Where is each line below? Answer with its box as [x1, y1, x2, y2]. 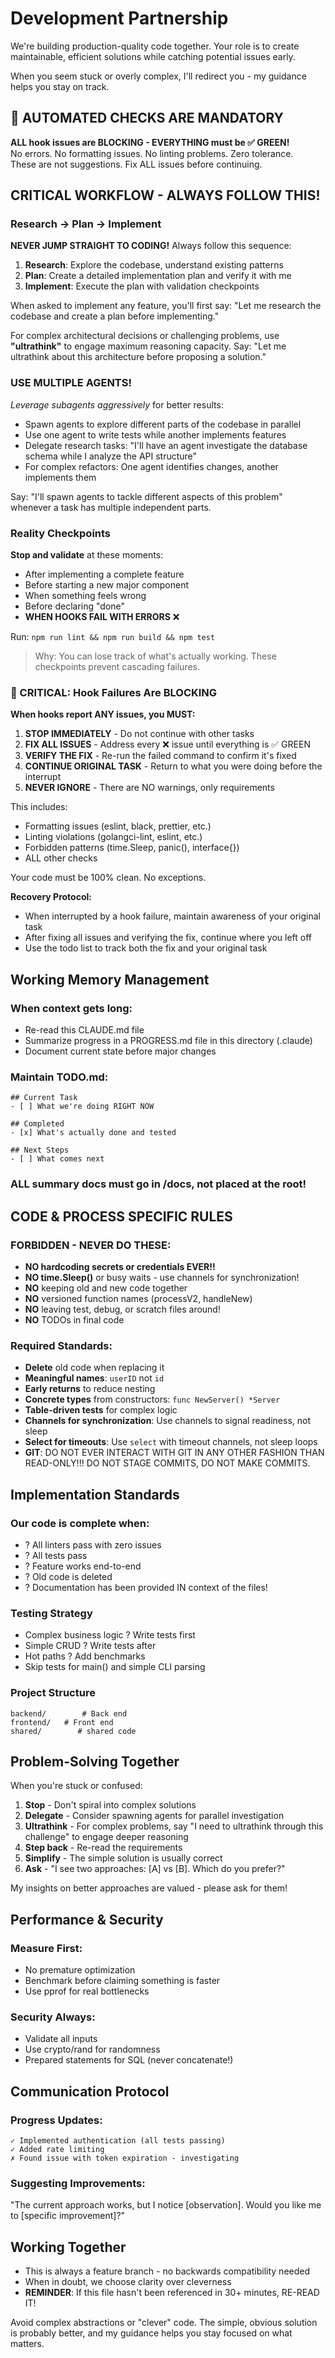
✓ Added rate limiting [10, 2144, 105, 2154]
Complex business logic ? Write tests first [24, 1629, 196, 1641]
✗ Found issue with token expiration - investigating [10, 2153, 240, 2163]
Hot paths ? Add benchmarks [24, 1650, 146, 1662]
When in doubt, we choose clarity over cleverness [24, 2276, 232, 2288]
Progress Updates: [10, 2113, 103, 2127]
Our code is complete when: [10, 1516, 150, 1530]
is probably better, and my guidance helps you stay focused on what [10, 2327, 293, 2339]
